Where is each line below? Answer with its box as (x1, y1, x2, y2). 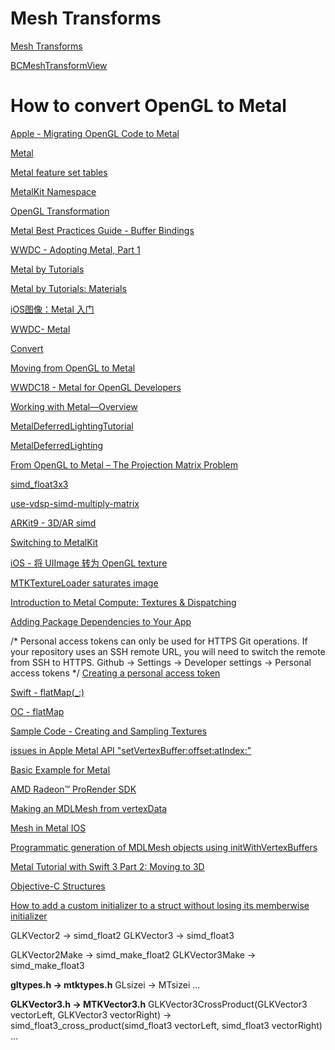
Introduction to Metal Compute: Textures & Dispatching (10, 596, 237, 608)
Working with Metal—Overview (10, 400, 138, 412)
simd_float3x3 (10, 478, 69, 490)
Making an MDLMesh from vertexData (10, 802, 167, 814)
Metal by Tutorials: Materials (10, 282, 127, 294)
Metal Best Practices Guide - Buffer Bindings (10, 224, 195, 236)
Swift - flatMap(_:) (10, 686, 85, 698)
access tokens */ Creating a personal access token (10, 667, 221, 679)
